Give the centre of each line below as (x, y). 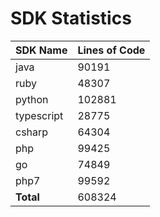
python (32, 99)
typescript (39, 115)
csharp (32, 132)
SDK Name (41, 50)
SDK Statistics (71, 18)
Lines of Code (111, 50)
